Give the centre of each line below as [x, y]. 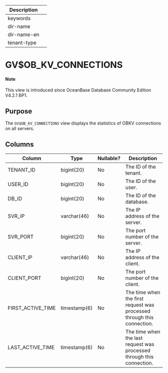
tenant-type [22, 43]
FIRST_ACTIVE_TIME [32, 308]
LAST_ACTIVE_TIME [31, 347]
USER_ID [18, 184]
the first [134, 298]
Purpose [19, 111]
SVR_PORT [21, 237]
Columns [19, 144]
